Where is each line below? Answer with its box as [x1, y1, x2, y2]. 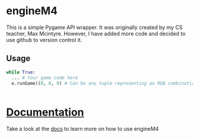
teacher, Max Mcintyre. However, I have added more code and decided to [6, 30, 186, 37]
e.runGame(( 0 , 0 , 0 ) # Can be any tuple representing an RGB [11, 80, 166, 86]
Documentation [6, 105, 85, 119]
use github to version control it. [6, 36, 82, 43]
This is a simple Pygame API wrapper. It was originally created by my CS [6, 24, 183, 31]
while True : [6, 69, 36, 75]
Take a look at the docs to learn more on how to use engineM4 [6, 126, 159, 133]
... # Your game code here [11, 75, 78, 81]
